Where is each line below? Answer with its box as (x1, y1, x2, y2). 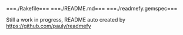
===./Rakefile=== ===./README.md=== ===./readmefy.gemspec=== (6, 5, 178, 12)
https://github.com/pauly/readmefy (6, 23, 91, 29)
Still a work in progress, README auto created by (6, 16, 125, 23)
